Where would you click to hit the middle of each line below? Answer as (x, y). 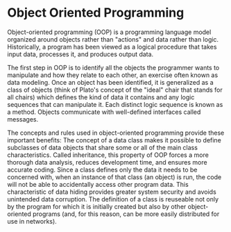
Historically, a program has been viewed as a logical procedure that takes (112, 47)
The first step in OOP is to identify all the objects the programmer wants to (113, 67)
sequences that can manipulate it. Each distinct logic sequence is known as (115, 104)
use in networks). (32, 221)
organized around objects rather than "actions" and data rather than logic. (113, 39)
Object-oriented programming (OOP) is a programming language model (109, 32)
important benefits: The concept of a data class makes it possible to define (114, 140)
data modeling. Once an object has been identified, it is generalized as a (110, 82)
